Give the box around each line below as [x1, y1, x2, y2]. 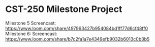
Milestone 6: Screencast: [5, 30, 57, 36]
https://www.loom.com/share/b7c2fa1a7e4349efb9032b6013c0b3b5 [5, 36, 150, 42]
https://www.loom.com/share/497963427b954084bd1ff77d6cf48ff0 [5, 25, 148, 31]
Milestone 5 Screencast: [5, 20, 56, 26]
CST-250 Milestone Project [5, 3, 122, 15]
